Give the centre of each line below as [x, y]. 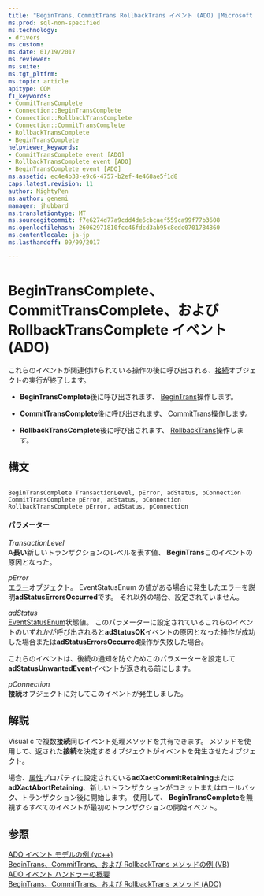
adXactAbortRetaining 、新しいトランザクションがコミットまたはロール [125, 787]
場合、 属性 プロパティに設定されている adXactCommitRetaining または [121, 777]
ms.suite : [24, 67]
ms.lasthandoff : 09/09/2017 [54, 243]
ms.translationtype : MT [47, 213]
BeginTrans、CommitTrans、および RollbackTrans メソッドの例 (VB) [119, 865]
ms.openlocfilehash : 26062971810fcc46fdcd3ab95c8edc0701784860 [114, 228]
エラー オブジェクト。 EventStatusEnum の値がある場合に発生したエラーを [128, 587]
